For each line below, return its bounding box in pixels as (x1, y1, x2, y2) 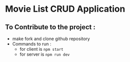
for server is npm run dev (19, 51, 70, 57)
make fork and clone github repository (12, 36, 90, 41)
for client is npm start (19, 46, 64, 52)
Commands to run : (12, 41, 52, 47)
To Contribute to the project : (5, 23, 96, 31)
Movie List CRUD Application (5, 3, 126, 15)
